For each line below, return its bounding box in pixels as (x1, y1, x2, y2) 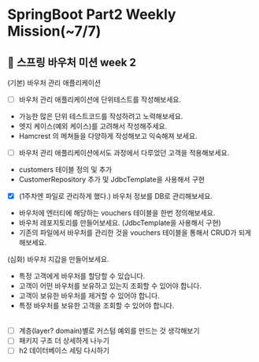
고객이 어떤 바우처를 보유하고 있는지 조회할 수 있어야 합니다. (18, 282, 202, 291)
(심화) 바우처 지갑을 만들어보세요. (7, 255, 109, 264)
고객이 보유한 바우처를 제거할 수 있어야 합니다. (18, 291, 161, 300)
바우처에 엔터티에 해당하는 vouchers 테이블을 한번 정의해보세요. (18, 208, 216, 218)
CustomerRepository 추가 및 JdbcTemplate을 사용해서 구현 (18, 175, 205, 185)
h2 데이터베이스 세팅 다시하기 (18, 345, 109, 356)
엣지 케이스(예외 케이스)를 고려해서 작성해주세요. (18, 121, 168, 131)
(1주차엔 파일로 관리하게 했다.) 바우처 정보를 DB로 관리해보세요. (18, 192, 213, 201)
